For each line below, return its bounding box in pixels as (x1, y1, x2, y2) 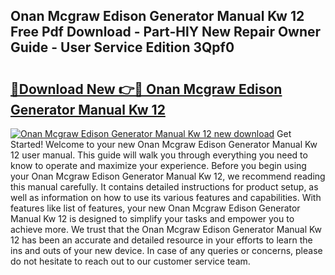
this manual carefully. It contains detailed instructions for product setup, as (10, 181, 319, 193)
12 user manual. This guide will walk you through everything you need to (10, 149, 308, 161)
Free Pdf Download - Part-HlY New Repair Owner (10, 24, 322, 41)
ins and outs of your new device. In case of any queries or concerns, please (10, 245, 323, 256)
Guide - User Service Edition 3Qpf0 (10, 39, 235, 56)
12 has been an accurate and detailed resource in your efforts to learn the (10, 234, 313, 246)
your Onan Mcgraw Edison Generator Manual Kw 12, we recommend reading (10, 170, 326, 182)
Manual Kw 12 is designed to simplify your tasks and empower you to (10, 213, 295, 224)
